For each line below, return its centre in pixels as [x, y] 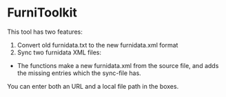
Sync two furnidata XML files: [59, 52]
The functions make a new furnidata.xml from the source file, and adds [118, 65]
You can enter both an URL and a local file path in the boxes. [93, 86]
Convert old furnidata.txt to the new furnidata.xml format [97, 45]
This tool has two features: [45, 32]
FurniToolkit [42, 13]
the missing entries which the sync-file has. [79, 73]
